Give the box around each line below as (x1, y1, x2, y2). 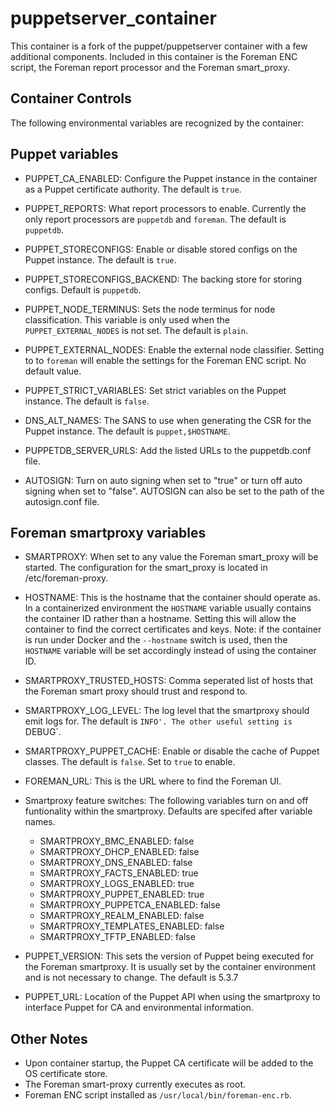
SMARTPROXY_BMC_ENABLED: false (39, 835, 195, 847)
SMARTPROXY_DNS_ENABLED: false (39, 857, 193, 869)
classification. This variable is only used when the (24, 313, 230, 326)
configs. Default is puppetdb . (24, 283, 142, 296)
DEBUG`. (24, 726, 62, 738)
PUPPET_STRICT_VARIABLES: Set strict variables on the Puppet (24, 384, 287, 396)
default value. (24, 365, 82, 377)
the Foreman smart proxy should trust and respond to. (24, 685, 248, 697)
